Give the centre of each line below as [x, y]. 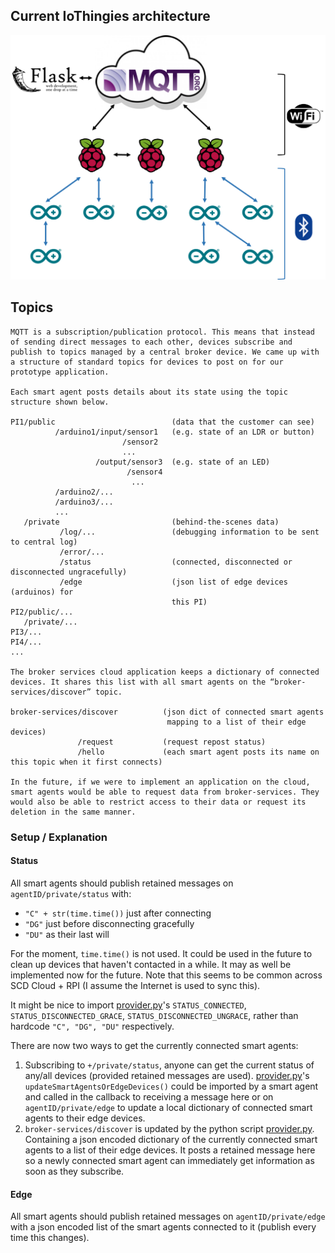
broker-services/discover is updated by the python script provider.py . [169, 1129]
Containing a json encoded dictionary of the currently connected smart [171, 1140]
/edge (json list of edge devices [173, 582]
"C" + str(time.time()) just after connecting [118, 913]
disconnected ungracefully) [69, 572]
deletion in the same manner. [73, 812]
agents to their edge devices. [85, 1118]
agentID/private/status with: [71, 894]
